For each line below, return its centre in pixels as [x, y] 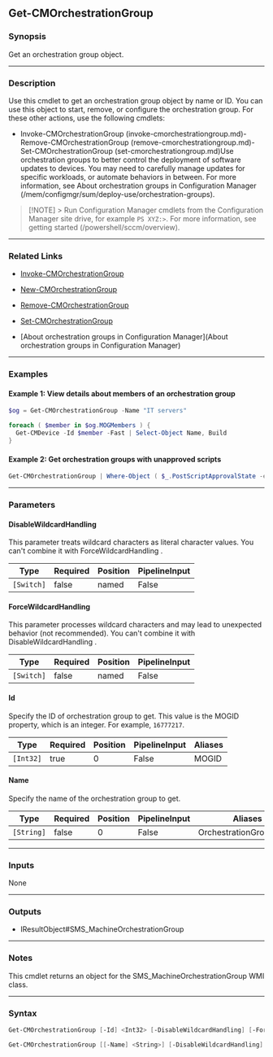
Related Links [36, 256]
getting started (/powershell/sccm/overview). [104, 227]
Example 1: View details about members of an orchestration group [122, 393]
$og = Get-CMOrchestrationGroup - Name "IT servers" [97, 411]
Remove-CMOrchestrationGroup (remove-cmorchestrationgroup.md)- [137, 142]
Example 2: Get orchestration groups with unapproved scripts [115, 459]
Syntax [23, 1013]
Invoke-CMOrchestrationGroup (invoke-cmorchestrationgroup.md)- [133, 133]
